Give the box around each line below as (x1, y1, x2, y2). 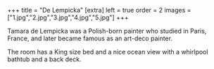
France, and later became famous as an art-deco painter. (7, 34, 172, 43)
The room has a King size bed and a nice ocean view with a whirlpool (7, 48, 208, 56)
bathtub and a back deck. (7, 55, 82, 63)
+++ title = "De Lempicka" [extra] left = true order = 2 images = (7, 6, 191, 14)
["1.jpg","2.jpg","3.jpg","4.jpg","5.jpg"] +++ (7, 13, 129, 22)
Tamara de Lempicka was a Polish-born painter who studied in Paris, (7, 27, 207, 35)
